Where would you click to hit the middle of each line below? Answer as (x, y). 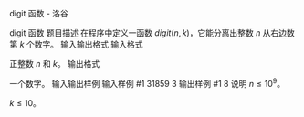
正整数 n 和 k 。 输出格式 (55, 64)
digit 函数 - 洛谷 (39, 13)
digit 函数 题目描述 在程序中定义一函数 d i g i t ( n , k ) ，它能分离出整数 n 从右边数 (152, 33)
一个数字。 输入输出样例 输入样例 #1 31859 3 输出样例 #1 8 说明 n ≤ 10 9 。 (147, 83)
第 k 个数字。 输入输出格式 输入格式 (76, 44)
